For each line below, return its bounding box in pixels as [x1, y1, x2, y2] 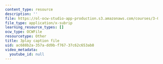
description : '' [5, 12, 38, 16]
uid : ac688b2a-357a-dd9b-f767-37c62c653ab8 [5, 43, 95, 48]
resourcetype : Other [5, 34, 47, 39]
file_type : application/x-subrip [5, 20, 73, 26]
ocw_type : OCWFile [5, 29, 42, 34]
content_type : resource [5, 7, 53, 12]
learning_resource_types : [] [5, 25, 64, 30]
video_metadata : [5, 47, 38, 52]
